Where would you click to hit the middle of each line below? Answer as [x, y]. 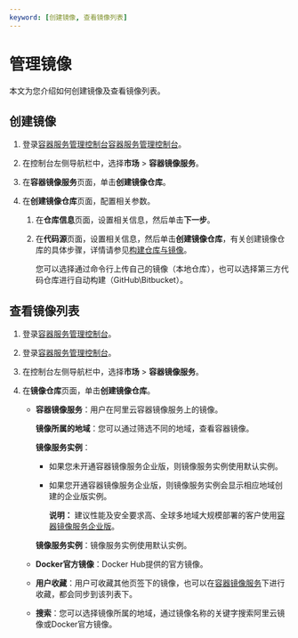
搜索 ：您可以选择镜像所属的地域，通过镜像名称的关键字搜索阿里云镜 [160, 613]
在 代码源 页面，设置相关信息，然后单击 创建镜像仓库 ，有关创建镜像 [156, 239]
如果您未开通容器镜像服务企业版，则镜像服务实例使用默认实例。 [165, 466]
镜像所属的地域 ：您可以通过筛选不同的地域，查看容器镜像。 [145, 429]
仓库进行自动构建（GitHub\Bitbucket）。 [116, 280]
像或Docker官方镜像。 [76, 625]
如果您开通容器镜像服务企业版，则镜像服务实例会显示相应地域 [162, 485]
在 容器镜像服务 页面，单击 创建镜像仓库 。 [96, 182]
